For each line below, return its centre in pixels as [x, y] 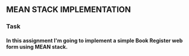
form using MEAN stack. [37, 47]
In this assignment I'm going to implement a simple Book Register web [94, 40]
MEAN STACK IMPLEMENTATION [69, 10]
